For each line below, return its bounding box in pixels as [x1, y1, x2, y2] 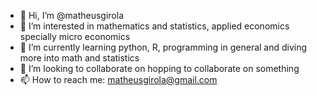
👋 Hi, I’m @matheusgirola [19, 10, 125, 21]
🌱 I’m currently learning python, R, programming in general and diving [19, 41, 308, 53]
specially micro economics [19, 31, 131, 42]
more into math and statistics [19, 52, 140, 64]
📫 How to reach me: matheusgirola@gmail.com [19, 74, 218, 85]
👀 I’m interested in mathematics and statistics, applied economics [19, 20, 290, 32]
